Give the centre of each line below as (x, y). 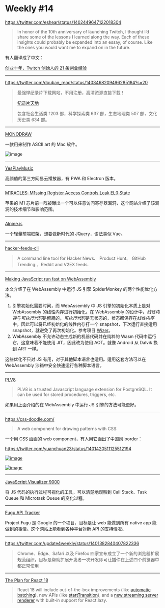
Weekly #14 (29, 9)
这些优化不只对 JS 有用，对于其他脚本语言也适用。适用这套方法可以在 (76, 359)
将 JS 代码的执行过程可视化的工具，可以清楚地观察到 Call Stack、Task (76, 492)
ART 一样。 (29, 349)
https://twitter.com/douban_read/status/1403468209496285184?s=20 (77, 82)
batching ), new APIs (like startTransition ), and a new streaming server (88, 595)
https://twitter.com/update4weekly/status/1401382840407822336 (72, 543)
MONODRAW (18, 134)
